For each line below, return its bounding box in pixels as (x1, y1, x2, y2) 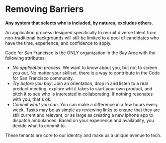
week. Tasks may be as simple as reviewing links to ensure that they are (12, 107, 160, 113)
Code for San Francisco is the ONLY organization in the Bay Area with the (5, 50, 156, 56)
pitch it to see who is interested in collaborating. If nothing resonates (12, 91, 153, 97)
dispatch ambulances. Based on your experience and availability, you (12, 117, 154, 123)
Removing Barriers (5, 3, 84, 15)
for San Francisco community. (12, 75, 74, 81)
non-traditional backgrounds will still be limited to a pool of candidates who (5, 35, 159, 41)
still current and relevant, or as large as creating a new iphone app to (12, 112, 154, 118)
